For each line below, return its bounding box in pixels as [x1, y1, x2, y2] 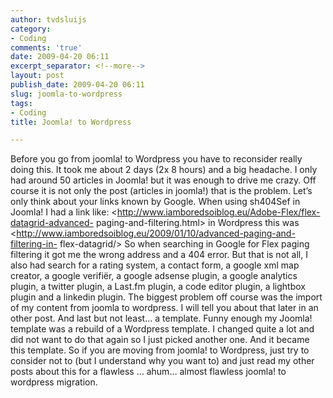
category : [10, 24, 52, 34]
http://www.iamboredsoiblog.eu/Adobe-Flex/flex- [116, 206, 321, 218]
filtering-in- [10, 238, 58, 250]
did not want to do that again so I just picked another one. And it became [10, 334, 310, 346]
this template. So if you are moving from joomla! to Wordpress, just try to [10, 344, 310, 356]
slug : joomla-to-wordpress [10, 89, 123, 99]
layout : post [10, 71, 65, 81]
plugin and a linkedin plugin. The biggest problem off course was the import [10, 291, 323, 303]
